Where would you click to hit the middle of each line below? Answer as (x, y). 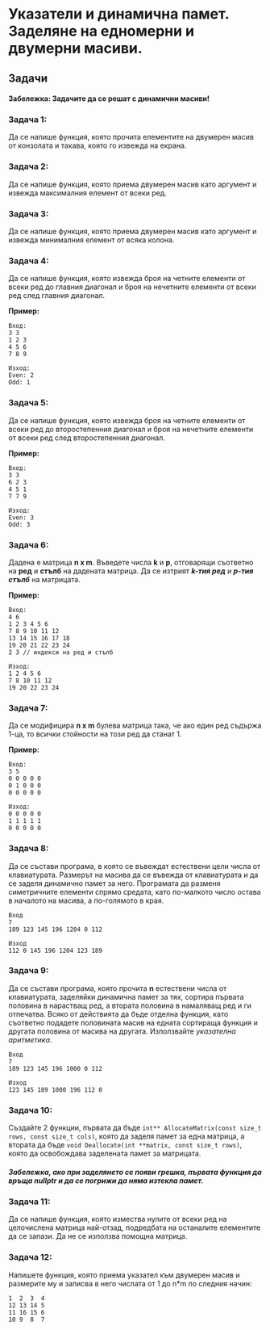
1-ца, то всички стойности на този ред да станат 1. (95, 734)
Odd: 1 (19, 383)
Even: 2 (21, 376)
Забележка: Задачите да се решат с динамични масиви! (109, 99)
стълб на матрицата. (44, 579)
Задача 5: (29, 403)
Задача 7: (28, 707)
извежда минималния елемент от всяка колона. (91, 240)
